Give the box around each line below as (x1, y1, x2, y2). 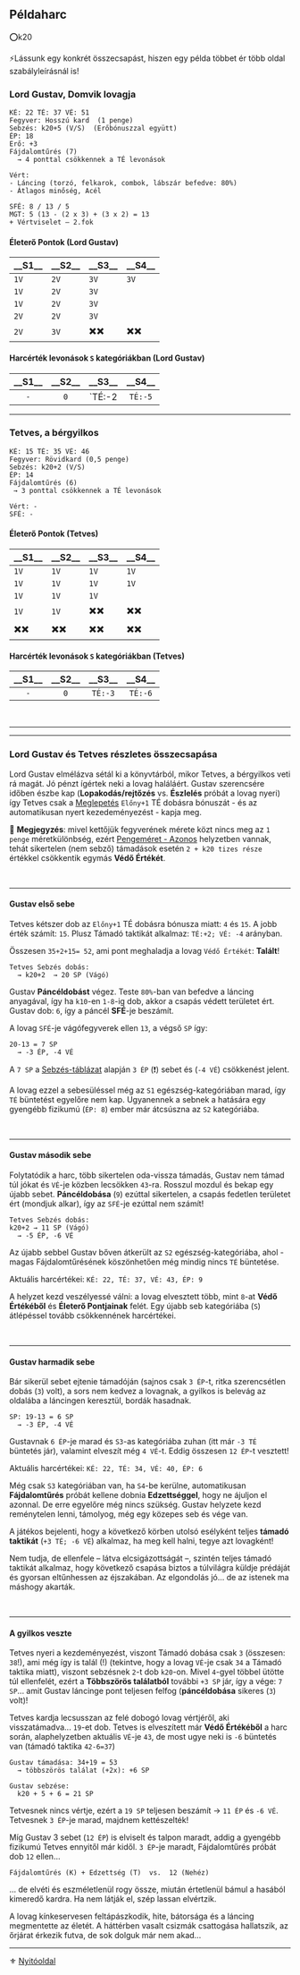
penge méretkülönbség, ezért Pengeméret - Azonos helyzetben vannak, (9, 833, 272, 844)
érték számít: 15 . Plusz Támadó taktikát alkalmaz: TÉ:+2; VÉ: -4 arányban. (9, 928, 283, 939)
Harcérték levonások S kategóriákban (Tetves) (9, 651, 185, 661)
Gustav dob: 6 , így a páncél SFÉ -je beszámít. (9, 1005, 174, 1016)
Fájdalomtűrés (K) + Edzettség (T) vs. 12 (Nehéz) (9, 1869, 210, 1877)
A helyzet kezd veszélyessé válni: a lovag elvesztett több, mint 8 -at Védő (9, 1290, 278, 1301)
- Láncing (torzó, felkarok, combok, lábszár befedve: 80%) (9, 179, 238, 188)
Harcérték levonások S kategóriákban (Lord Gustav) (9, 353, 205, 363)
